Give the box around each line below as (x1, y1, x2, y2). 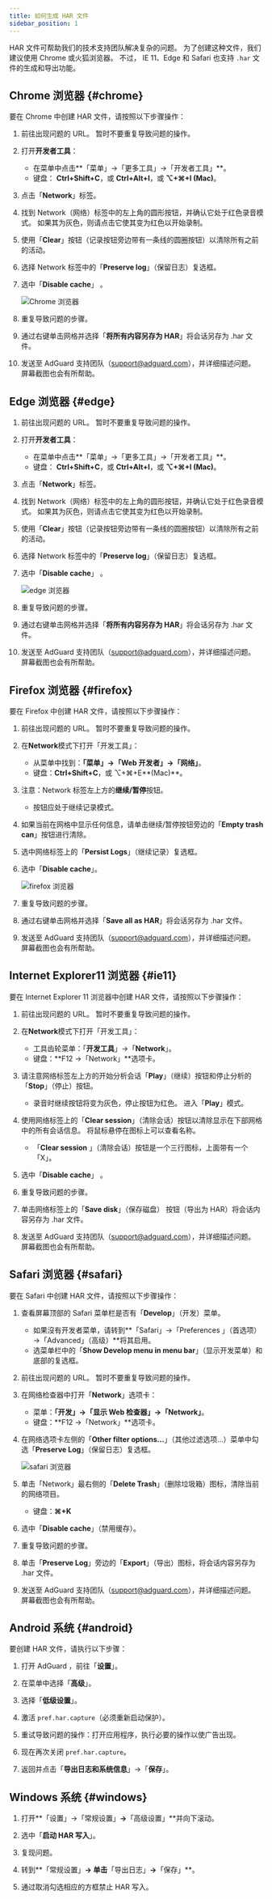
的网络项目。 (20, 1489, 64, 1498)
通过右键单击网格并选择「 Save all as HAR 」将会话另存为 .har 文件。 (20, 915, 247, 925)
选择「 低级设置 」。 (20, 1696, 82, 1706)
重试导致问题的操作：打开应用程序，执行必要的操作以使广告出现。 (20, 1730, 241, 1740)
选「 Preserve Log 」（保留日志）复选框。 (20, 1444, 156, 1454)
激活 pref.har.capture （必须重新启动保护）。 (20, 1713, 170, 1723)
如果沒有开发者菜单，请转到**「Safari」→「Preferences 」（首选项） (32, 1325, 262, 1335)
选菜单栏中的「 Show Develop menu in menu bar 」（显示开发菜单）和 (32, 1345, 263, 1355)
